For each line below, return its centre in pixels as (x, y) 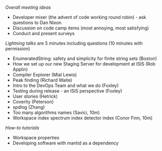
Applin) (20, 69)
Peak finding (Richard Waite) (42, 80)
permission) (18, 49)
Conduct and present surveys (44, 33)
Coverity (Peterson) (33, 102)
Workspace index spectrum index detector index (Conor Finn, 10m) (83, 118)
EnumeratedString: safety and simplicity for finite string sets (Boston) (85, 58)
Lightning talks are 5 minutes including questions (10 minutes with (74, 43)
